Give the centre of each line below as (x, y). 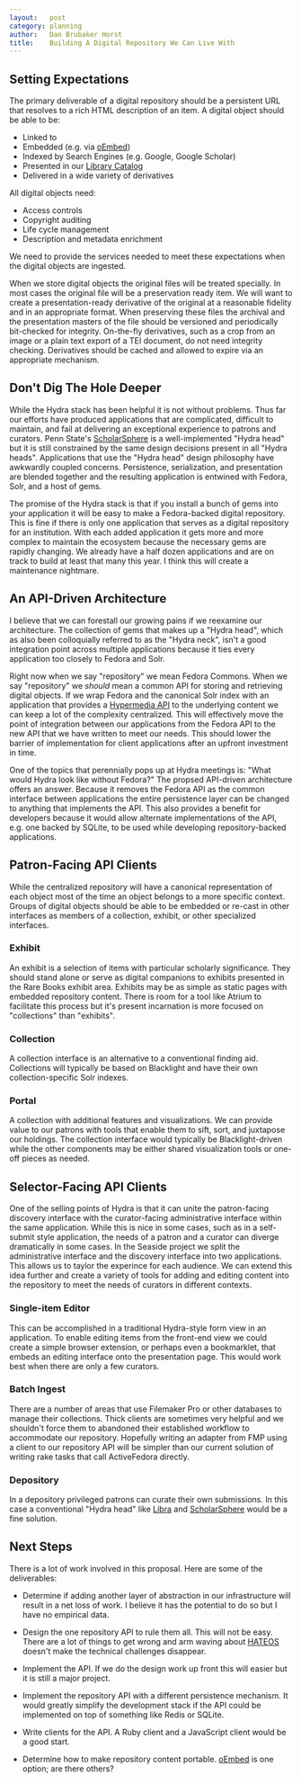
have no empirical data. (66, 1614)
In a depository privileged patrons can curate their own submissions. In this (149, 1500)
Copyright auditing (57, 220)
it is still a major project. (66, 1678)
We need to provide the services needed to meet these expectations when (147, 256)
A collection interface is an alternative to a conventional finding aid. (134, 1058)
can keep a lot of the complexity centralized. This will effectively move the (146, 714)
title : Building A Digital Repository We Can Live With (122, 43)
